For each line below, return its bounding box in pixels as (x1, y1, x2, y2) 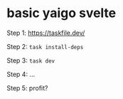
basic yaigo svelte (6, 5, 117, 21)
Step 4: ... (6, 70, 36, 78)
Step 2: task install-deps (6, 42, 84, 51)
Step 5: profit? (6, 83, 48, 92)
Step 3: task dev (6, 56, 55, 65)
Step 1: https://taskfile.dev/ (6, 28, 85, 37)
